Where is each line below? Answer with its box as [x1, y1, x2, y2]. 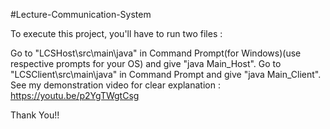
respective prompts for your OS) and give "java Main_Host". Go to [10, 58, 282, 69]
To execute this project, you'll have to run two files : [10, 28, 223, 39]
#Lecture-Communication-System [10, 9, 152, 20]
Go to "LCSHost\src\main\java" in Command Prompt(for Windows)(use [10, 47, 302, 59]
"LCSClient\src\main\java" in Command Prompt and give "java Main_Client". [10, 69, 322, 80]
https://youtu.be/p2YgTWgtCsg [10, 90, 140, 101]
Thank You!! [10, 109, 60, 121]
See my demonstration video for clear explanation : [10, 79, 221, 91]
